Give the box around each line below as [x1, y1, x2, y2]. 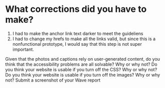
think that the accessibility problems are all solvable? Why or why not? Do [5, 61, 157, 67]
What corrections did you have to [5, 3, 147, 15]
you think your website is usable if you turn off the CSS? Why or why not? [5, 66, 157, 73]
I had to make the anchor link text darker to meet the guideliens [12, 30, 143, 36]
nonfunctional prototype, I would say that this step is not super [12, 41, 142, 47]
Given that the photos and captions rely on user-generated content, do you [5, 56, 160, 62]
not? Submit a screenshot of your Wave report [5, 77, 101, 83]
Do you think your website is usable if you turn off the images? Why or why [5, 72, 160, 78]
